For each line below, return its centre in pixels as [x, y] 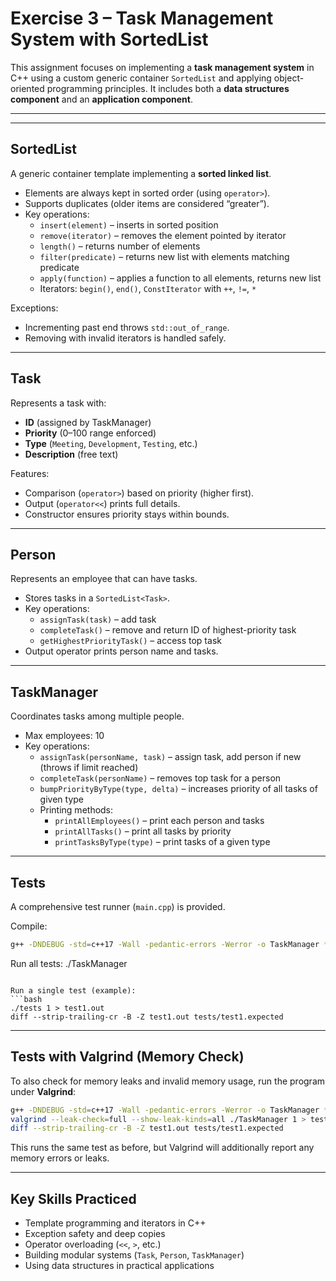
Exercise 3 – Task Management [142, 18]
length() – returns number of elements [120, 246]
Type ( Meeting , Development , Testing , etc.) [111, 443]
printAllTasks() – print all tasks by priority [143, 831]
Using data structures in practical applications [119, 1266]
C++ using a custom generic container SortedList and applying [141, 78]
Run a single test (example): [73, 990]
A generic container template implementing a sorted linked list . [141, 173]
